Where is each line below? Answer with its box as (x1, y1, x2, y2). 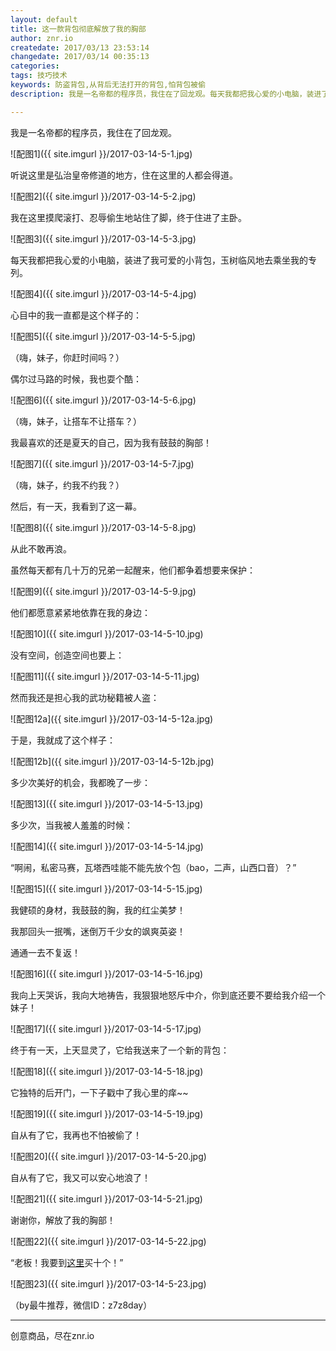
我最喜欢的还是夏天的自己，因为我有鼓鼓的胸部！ (10, 436, 212, 448)
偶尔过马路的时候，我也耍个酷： (10, 372, 142, 385)
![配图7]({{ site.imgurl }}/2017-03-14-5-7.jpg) (10, 457, 195, 470)
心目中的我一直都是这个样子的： (10, 309, 142, 321)
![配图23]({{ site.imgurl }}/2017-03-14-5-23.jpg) (10, 1277, 207, 1290)
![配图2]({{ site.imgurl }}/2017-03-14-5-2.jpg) (10, 190, 197, 202)
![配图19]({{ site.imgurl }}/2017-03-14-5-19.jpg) (10, 1107, 204, 1120)
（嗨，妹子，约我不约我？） (10, 479, 125, 491)
